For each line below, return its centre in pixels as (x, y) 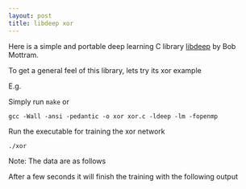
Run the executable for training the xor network (87, 131)
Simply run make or (39, 101)
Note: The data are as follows (57, 161)
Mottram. (23, 55)
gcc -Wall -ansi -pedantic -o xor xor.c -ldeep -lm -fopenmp (113, 116)
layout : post (30, 16)
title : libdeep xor (41, 23)
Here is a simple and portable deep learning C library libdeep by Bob (122, 46)
